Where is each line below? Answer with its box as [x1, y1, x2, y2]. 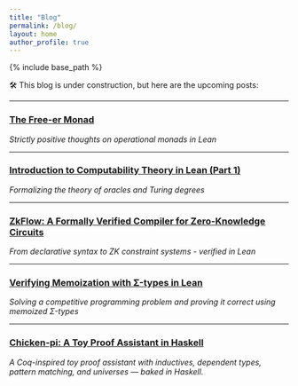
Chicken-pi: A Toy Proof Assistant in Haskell [9, 336, 204, 349]
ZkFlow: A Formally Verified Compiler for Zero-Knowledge [9, 215, 266, 227]
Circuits [9, 225, 44, 238]
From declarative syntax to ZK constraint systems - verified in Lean [9, 246, 256, 257]
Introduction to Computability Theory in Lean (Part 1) [9, 164, 241, 177]
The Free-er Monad [9, 114, 95, 126]
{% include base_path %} [9, 62, 103, 73]
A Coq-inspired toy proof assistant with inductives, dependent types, [9, 357, 262, 367]
